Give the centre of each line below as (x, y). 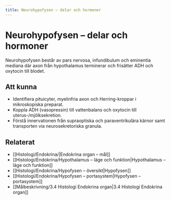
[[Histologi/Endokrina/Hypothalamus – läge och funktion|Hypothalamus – (89, 160)
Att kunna (21, 87)
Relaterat (20, 142)
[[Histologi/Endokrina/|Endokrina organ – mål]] (61, 154)
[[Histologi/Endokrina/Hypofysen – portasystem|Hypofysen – (77, 176)
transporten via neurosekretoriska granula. (58, 126)
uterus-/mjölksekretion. (37, 116)
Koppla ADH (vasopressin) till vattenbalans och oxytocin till (75, 110)
